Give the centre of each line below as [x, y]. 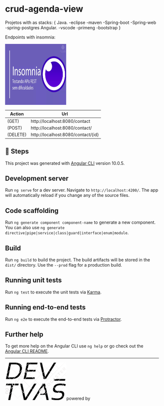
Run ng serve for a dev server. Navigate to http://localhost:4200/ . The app [82, 190]
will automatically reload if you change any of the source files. [67, 195]
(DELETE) [17, 135]
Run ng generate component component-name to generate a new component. [81, 222]
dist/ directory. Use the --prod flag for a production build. [63, 265]
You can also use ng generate [35, 228]
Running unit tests [33, 280]
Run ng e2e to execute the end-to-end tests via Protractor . [63, 319]
